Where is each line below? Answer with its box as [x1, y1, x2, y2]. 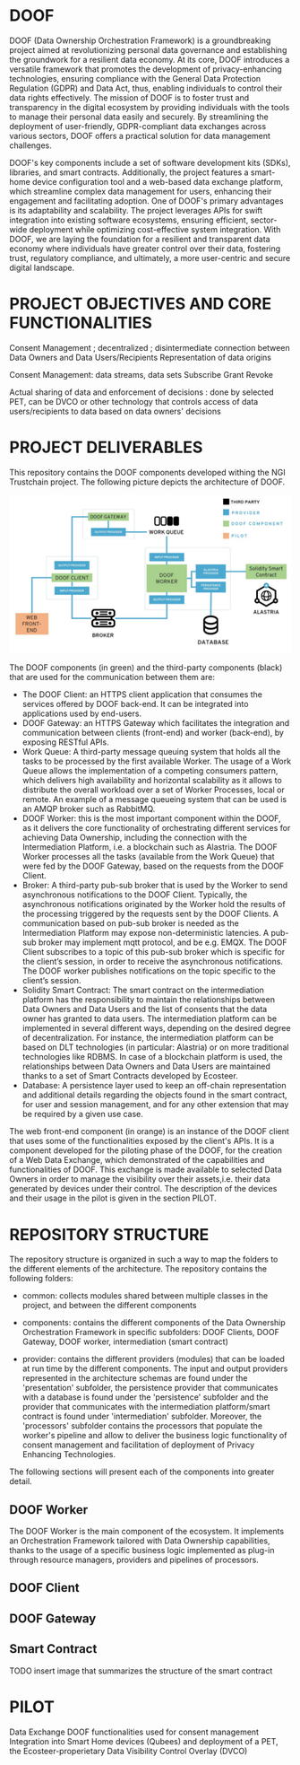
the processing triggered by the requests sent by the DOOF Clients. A [21, 908, 279, 920]
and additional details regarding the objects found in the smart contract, [21, 1089, 287, 1100]
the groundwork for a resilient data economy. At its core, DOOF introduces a [9, 54, 290, 65]
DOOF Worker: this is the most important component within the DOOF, [21, 813, 281, 824]
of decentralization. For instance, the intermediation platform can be [21, 1033, 274, 1044]
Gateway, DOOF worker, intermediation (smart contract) [21, 1336, 228, 1347]
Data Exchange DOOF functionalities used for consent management [9, 1726, 260, 1737]
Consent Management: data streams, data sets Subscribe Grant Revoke [9, 369, 274, 380]
